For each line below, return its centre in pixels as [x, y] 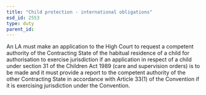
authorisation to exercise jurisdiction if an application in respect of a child [99, 59]
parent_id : [20, 29]
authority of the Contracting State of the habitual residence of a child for [98, 53]
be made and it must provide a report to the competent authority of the [96, 73]
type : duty [20, 23]
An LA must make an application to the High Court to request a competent [100, 47]
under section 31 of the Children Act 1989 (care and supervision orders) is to [103, 66]
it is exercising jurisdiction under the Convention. [68, 86]
